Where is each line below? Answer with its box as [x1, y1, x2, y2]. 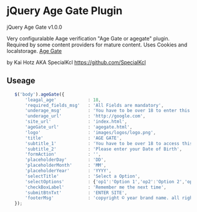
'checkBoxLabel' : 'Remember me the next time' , [25, 184, 167, 190]
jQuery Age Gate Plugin [6, 4, 123, 18]
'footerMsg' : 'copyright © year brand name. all [25, 195, 180, 201]
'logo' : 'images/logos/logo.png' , [25, 129, 157, 136]
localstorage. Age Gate [6, 47, 62, 54]
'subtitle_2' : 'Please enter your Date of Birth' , [25, 146, 182, 152]
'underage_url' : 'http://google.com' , [25, 113, 146, 119]
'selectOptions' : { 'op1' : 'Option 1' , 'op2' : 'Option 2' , [25, 179, 185, 184]
